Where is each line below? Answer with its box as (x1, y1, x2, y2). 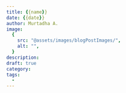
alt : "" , (17, 43, 40, 50)
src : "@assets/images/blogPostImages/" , (17, 37, 121, 43)
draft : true (6, 60, 37, 66)
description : (6, 54, 40, 61)
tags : (6, 72, 20, 78)
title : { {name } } (6, 9, 47, 15)
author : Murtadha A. (6, 20, 59, 26)
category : (6, 65, 32, 72)
